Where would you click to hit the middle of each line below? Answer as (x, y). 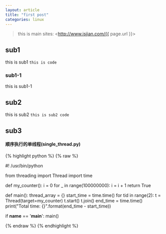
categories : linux (25, 19)
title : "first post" (27, 15)
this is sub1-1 (19, 86)
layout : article (22, 10)
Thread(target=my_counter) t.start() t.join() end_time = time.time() (74, 200)
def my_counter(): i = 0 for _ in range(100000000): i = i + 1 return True (78, 185)
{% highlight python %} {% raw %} (42, 156)
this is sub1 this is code (31, 62)
